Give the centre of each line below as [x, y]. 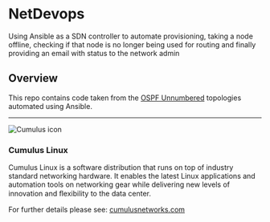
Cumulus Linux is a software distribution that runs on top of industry [121, 168]
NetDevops [47, 14]
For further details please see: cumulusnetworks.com [97, 210]
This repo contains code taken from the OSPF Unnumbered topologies [125, 98]
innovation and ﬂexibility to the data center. [80, 194]
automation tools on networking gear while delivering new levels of [119, 184]
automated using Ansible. [50, 106]
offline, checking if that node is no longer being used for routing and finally [132, 44]
